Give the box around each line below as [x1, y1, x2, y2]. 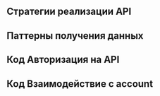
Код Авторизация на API [6, 54, 120, 66]
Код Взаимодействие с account [6, 78, 153, 90]
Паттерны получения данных [6, 30, 144, 42]
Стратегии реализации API [6, 6, 132, 18]
